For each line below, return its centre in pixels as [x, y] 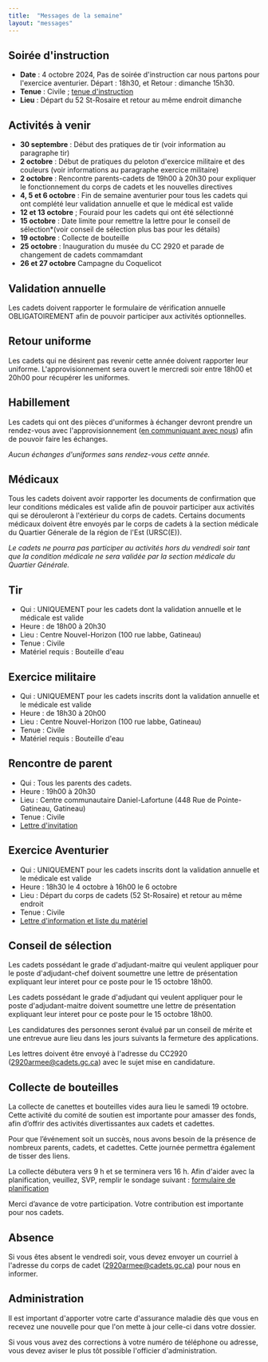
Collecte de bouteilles [63, 1087]
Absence [31, 1238]
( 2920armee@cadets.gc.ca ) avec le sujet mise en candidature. [112, 1062]
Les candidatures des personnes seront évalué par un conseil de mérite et [130, 1030]
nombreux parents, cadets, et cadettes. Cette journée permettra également [132, 1148]
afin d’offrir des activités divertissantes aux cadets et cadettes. [112, 1124]
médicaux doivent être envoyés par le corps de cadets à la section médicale [134, 524]
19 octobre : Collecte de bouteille [75, 238]
